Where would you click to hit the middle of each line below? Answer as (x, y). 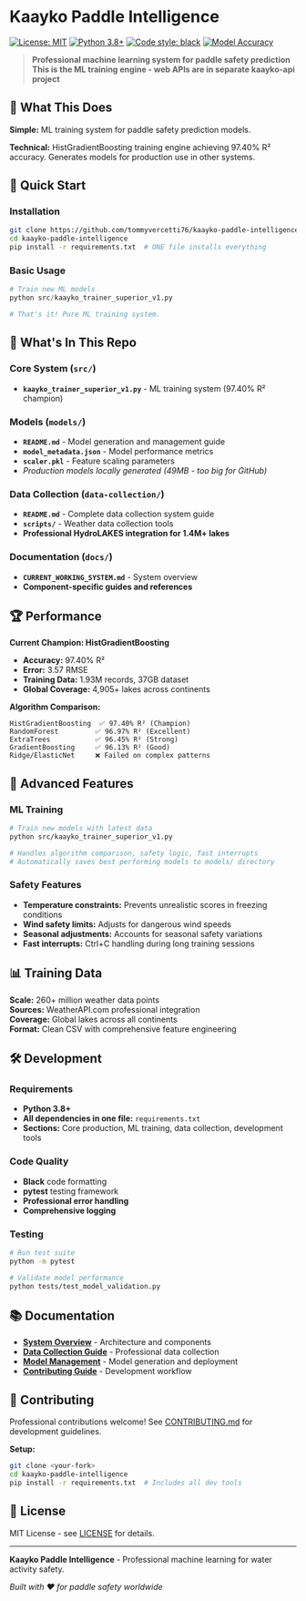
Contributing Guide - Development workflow (107, 1372)
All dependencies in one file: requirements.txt (112, 1118)
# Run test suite (42, 1253)
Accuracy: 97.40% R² (64, 660)
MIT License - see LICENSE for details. (82, 1533)
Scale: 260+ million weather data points (85, 1000)
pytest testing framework (71, 1191)
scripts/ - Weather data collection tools (98, 524)
